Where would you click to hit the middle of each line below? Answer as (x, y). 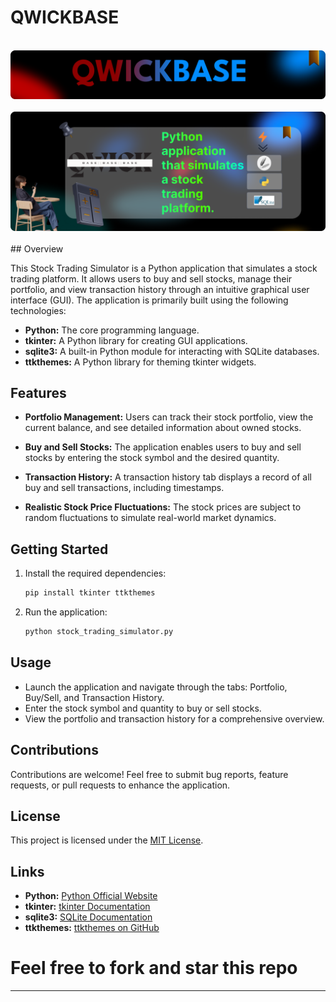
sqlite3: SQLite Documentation (88, 917)
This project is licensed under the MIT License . (107, 840)
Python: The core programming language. (112, 330)
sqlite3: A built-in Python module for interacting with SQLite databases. (172, 351)
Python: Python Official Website (91, 896)
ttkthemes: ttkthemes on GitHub (92, 928)
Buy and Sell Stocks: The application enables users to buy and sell (163, 447)
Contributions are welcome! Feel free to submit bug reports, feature (149, 774)
